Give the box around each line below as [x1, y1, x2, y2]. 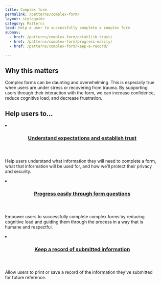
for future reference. [5, 274, 46, 280]
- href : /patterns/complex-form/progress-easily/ [9, 39, 113, 44]
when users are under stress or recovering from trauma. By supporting [5, 85, 148, 91]
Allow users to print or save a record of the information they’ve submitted [5, 269, 153, 275]
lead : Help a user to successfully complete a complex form [5, 26, 131, 30]
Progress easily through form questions [34, 190, 131, 197]
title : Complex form [5, 7, 47, 12]
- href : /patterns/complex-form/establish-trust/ [9, 35, 113, 40]
